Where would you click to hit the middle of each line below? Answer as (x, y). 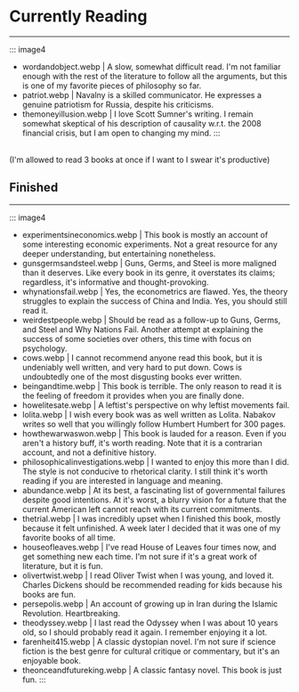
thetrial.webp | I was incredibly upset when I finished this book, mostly (151, 518)
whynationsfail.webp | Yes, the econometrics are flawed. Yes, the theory (155, 291)
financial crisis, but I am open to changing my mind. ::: (121, 133)
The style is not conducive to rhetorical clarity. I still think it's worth (145, 471)
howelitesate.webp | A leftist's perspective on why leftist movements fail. (156, 405)
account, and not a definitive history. (89, 452)
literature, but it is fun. (63, 566)
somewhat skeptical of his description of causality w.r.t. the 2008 (141, 123)
